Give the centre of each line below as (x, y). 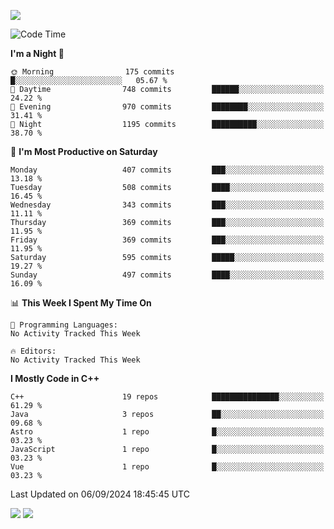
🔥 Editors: (33, 351)
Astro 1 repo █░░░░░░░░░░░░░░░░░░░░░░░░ (167, 432)
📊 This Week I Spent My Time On (81, 303)
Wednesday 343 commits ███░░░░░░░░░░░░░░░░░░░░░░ (167, 205)
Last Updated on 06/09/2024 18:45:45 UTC (100, 494)
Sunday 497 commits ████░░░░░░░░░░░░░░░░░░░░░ (167, 275)
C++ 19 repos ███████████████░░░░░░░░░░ (167, 397)
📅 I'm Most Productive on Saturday (84, 151)
